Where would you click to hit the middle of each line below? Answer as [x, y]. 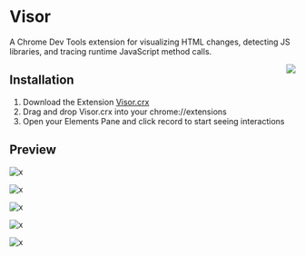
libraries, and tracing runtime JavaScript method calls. [111, 51]
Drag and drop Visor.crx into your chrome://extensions [124, 112]
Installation [42, 80]
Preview [33, 150]
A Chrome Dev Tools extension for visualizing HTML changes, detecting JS [150, 42]
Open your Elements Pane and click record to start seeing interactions [153, 121]
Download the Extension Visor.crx [86, 102]
